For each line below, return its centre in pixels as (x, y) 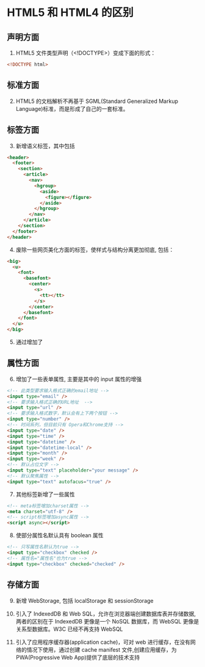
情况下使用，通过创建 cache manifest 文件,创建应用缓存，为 (102, 649)
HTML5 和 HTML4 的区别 (70, 13)
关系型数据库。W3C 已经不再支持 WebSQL (69, 629)
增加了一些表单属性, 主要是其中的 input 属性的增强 (79, 379)
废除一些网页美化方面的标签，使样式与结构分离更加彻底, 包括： (95, 249)
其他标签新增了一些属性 (45, 494)
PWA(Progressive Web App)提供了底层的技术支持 (78, 657)
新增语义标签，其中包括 (45, 146)
